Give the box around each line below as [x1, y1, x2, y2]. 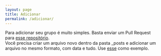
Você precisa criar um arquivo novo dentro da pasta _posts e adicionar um [5, 40, 156, 46]
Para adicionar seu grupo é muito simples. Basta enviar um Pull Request [5, 30, 151, 36]
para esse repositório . [5, 35, 50, 41]
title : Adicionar [5, 12, 41, 17]
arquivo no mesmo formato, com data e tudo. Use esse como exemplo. [5, 45, 149, 52]
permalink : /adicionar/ [5, 16, 54, 21]
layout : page [5, 7, 32, 12]
